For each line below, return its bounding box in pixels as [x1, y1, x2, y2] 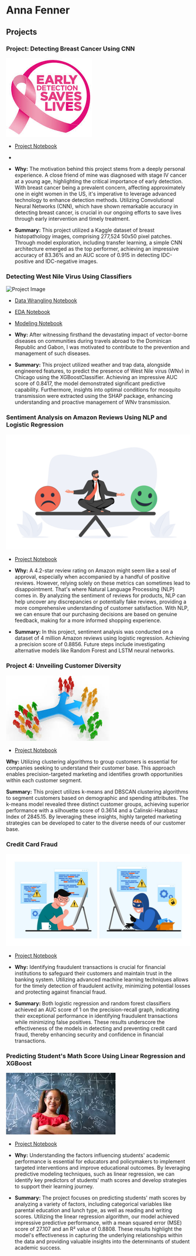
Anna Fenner [6, 4, 70, 17]
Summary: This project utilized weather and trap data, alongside [14, 362, 171, 369]
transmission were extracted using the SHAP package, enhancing [14, 393, 173, 400]
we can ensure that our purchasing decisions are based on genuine [14, 611, 177, 618]
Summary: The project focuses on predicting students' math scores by [14, 1194, 186, 1201]
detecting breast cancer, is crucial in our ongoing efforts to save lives [14, 209, 182, 216]
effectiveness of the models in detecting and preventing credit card [14, 1025, 177, 1032]
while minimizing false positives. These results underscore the [14, 1019, 165, 1026]
